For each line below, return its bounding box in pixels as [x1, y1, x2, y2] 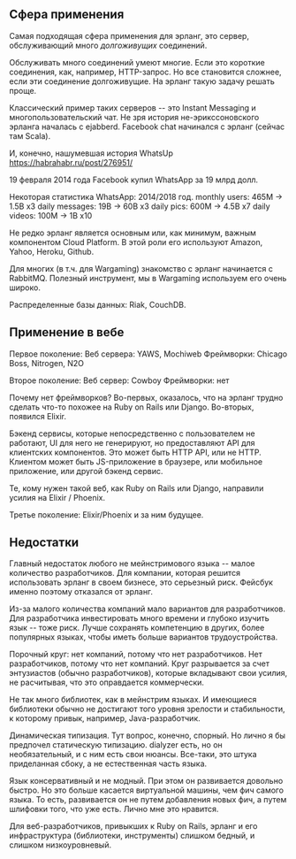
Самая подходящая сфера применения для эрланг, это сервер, [9, 30, 250, 41]
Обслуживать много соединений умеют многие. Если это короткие [9, 57, 265, 67]
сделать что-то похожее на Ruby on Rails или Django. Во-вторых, [9, 402, 254, 412]
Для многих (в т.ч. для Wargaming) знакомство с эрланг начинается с [9, 263, 274, 273]
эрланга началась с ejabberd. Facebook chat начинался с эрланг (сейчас [9, 121, 285, 132]
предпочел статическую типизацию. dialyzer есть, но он [9, 740, 223, 750]
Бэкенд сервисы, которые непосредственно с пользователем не [9, 428, 255, 439]
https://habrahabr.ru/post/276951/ [9, 157, 133, 167]
